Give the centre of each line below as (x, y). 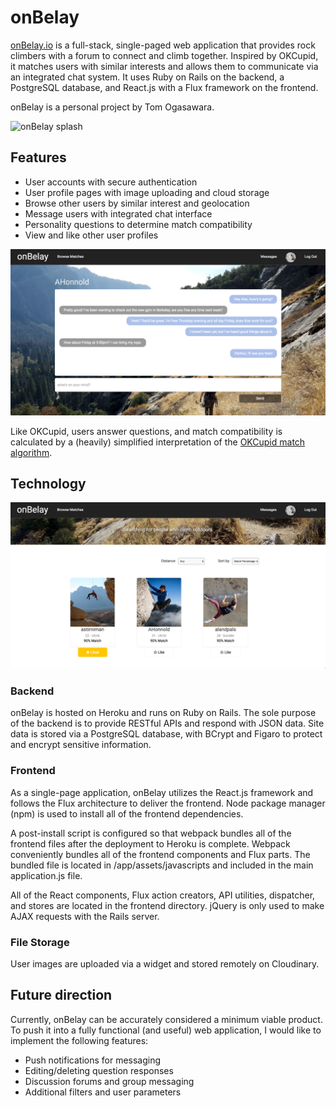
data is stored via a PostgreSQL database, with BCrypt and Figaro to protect (166, 734)
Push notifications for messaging (93, 1060)
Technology (48, 483)
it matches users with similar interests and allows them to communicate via (164, 66)
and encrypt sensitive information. (81, 745)
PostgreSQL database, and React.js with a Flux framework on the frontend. (164, 87)
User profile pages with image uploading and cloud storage (147, 192)
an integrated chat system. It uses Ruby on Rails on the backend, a (147, 77)
